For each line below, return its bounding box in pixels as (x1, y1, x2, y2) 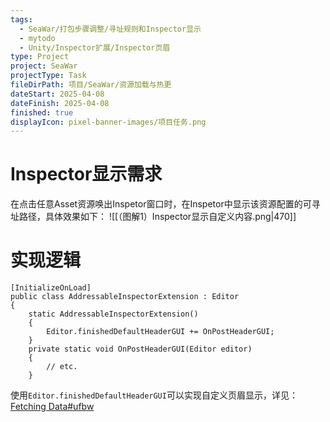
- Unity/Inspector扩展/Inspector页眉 (19, 42, 171, 53)
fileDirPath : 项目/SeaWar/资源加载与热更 (10, 80, 172, 90)
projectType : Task (10, 71, 87, 81)
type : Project (10, 52, 70, 62)
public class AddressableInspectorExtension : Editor (10, 292, 240, 302)
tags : (10, 14, 33, 25)
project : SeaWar (10, 61, 78, 71)
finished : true (10, 107, 74, 118)
